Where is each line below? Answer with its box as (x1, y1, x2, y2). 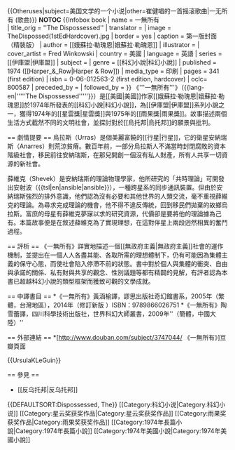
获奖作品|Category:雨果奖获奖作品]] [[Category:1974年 (7, 418, 164, 426)
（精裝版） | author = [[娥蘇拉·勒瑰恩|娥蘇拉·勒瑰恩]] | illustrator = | (7, 41, 200, 48)
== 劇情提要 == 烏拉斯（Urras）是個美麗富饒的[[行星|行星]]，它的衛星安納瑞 (7, 133, 227, 141)
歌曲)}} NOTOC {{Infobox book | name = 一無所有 (17, 15, 159, 24)
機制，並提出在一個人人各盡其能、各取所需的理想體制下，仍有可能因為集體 (7, 251, 222, 259)
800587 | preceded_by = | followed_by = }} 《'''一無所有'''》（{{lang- (7, 84, 205, 91)
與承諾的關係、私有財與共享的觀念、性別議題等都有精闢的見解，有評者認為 (7, 268, 222, 277)
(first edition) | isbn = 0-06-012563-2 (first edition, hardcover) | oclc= (7, 75, 208, 83)
